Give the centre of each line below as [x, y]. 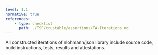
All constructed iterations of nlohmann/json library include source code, [79, 42]
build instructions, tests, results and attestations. [55, 48]
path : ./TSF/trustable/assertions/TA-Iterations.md [73, 28]
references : [18, 19]
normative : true [22, 14]
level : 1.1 [17, 10]
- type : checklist [33, 24]
